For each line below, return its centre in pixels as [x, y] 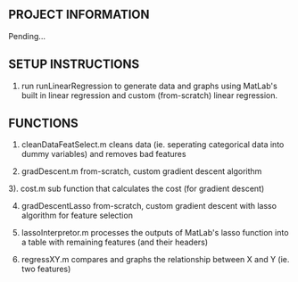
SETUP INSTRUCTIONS [74, 65]
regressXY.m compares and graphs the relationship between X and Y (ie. [155, 260]
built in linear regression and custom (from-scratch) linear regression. [149, 95]
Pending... [27, 36]
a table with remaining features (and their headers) [115, 242]
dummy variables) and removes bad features [103, 154]
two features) [46, 269]
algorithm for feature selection [77, 216]
